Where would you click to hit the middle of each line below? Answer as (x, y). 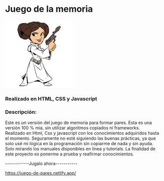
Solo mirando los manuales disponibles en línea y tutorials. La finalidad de (80, 149)
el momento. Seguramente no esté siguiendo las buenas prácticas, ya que (81, 138)
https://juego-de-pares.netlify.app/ (41, 173)
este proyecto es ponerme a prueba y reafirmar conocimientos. (70, 154)
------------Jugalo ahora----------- (41, 164)
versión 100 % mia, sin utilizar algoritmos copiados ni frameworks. (73, 128)
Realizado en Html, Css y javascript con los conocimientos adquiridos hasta (82, 133)
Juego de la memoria (49, 9)
